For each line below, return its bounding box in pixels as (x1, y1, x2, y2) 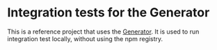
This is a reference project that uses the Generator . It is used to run (7, 27, 200, 36)
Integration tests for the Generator (7, 5, 210, 21)
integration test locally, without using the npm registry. (7, 34, 163, 42)
